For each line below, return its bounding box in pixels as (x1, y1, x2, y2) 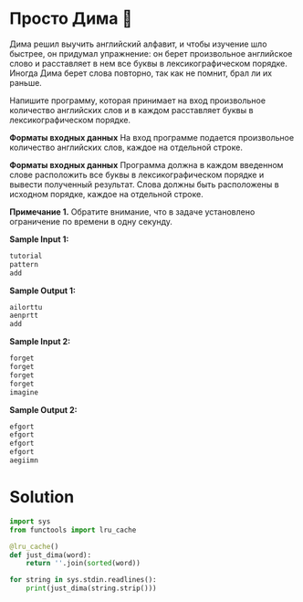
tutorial (9, 251, 43, 260)
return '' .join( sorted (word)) (26, 559, 141, 568)
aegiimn (9, 456, 39, 465)
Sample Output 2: (9, 404, 78, 415)
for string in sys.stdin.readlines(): (9, 576, 157, 585)
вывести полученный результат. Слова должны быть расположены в (9, 178, 280, 190)
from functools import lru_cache (9, 525, 137, 534)
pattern (9, 259, 39, 269)
